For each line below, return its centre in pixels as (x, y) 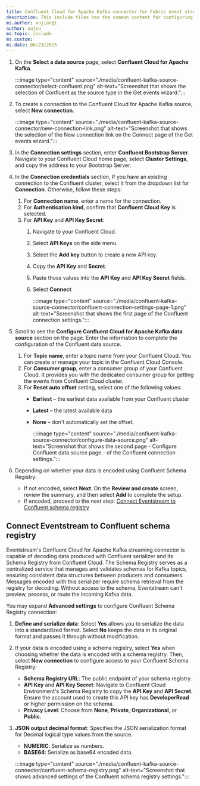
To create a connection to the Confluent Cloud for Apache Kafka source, (104, 104)
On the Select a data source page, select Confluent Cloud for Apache (101, 62)
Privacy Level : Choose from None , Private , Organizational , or (100, 710)
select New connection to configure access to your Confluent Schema (101, 660)
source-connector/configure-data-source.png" (90, 440)
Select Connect (52, 289)
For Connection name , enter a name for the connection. (93, 201)
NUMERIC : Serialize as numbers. (64, 745)
